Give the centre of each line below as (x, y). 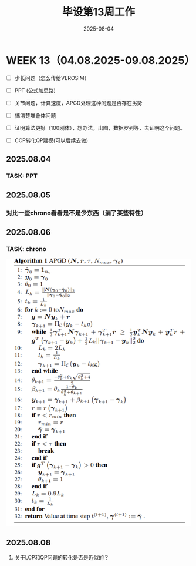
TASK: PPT (22, 176)
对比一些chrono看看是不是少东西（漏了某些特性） (77, 213)
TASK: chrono (26, 249)
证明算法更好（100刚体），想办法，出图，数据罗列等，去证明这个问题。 (100, 128)
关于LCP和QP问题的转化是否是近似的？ (62, 557)
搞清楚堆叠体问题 (35, 115)
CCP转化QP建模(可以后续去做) (51, 140)
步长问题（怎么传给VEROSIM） (52, 78)
